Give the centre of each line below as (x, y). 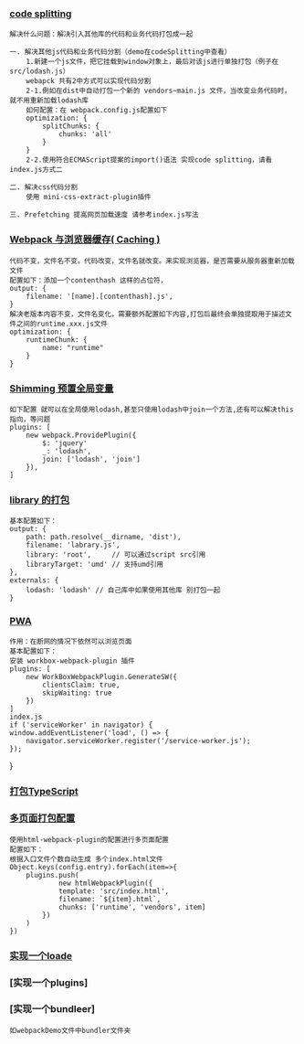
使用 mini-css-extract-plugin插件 (89, 197)
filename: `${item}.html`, (110, 899)
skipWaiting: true (77, 693)
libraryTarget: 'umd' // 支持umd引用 (95, 565)
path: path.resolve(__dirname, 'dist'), (104, 538)
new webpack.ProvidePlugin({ (81, 435)
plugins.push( (52, 875)
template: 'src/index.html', (114, 891)
